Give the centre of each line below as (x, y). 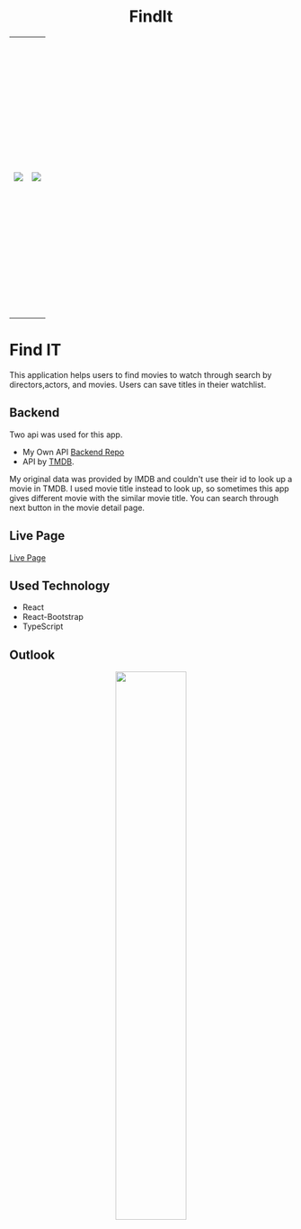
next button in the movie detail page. (77, 507)
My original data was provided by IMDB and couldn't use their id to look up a (151, 479)
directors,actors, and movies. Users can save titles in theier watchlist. (138, 384)
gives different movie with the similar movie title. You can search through (144, 498)
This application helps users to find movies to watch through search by (141, 374)
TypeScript (43, 626)
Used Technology (60, 585)
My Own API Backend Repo (73, 452)
